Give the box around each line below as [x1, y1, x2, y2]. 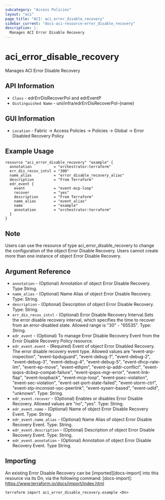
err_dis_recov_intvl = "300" [9, 168, 69, 174]
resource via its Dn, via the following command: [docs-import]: [5, 475, 132, 481]
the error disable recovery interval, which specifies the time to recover [12, 317, 155, 323]
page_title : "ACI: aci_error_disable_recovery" [5, 16, 105, 21]
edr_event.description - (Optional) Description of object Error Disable [12, 427, 155, 433]
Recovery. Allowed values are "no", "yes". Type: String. [12, 401, 124, 406]
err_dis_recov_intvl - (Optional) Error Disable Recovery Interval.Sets [12, 312, 154, 318]
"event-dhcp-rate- [123, 359, 161, 365]
